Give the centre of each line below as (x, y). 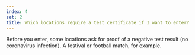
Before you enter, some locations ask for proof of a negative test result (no (97, 40)
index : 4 (17, 12)
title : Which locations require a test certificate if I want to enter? (98, 22)
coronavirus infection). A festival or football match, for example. (84, 46)
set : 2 (14, 17)
